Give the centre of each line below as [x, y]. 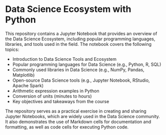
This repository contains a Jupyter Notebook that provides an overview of [81, 33]
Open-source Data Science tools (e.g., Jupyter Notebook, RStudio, [81, 80]
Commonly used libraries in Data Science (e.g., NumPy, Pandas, [78, 69]
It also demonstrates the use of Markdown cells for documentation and [78, 122]
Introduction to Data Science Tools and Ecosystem [64, 59]
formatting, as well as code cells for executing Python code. [67, 127]
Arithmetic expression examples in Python [56, 91]
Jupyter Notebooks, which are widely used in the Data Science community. [82, 116]
